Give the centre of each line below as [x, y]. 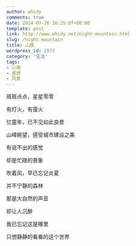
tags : [13, 62]
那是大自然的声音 [27, 199]
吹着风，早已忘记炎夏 [32, 173]
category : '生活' [27, 56]
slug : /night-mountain [35, 40]
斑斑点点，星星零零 [30, 97]
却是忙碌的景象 [25, 160]
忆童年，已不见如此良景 [35, 122]
